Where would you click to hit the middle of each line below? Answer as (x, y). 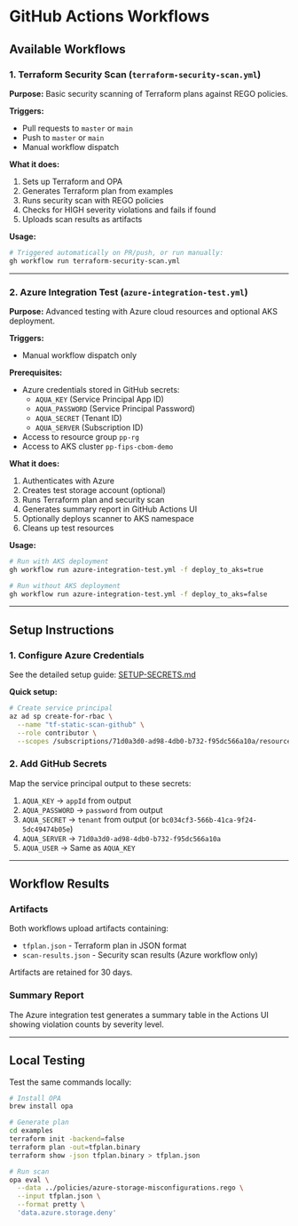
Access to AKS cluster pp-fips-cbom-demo (98, 446)
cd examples (31, 1131)
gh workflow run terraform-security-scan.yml (94, 261)
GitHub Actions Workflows (110, 16)
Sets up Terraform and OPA (72, 181)
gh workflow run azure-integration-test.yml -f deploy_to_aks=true (137, 569)
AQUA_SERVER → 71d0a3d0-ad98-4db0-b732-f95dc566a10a (122, 838)
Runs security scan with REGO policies (93, 200)
